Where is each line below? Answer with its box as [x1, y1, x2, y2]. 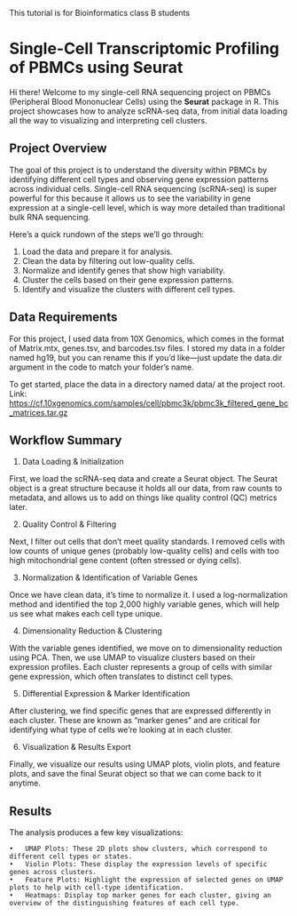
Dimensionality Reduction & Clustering [21, 625, 162, 636]
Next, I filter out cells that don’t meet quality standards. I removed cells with [9, 537, 285, 547]
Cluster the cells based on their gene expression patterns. [21, 275, 235, 285]
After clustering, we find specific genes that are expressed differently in [9, 705, 272, 716]
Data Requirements [9, 310, 118, 325]
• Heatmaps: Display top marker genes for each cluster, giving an [9, 891, 272, 900]
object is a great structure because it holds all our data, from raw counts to [9, 483, 283, 494]
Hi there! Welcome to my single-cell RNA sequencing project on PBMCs [9, 86, 271, 97]
